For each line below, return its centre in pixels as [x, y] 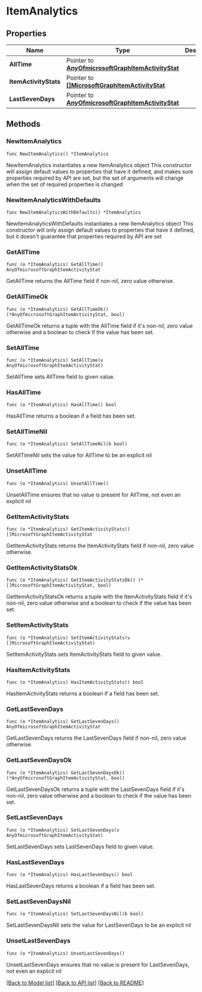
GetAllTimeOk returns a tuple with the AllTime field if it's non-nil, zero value [100, 326]
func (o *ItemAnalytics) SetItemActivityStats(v [68, 638]
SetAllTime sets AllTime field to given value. [61, 377]
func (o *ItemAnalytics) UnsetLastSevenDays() [66, 953]
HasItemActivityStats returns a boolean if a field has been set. [83, 693]
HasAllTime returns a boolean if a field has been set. [71, 416]
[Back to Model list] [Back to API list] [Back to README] [75, 982]
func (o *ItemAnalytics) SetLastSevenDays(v [63, 830]
